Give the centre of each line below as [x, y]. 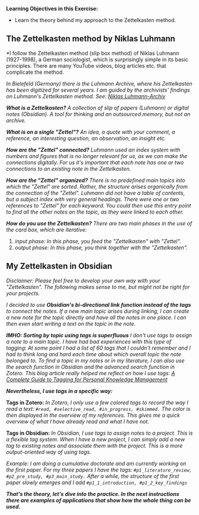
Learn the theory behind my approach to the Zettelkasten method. [95, 20]
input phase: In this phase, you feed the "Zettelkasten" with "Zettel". [98, 241]
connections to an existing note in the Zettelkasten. [69, 168]
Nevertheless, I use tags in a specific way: [60, 391]
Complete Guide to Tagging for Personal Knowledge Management [87, 379]
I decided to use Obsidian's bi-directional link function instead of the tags [99, 304]
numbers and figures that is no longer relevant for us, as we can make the [97, 156]
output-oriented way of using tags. [49, 452]
